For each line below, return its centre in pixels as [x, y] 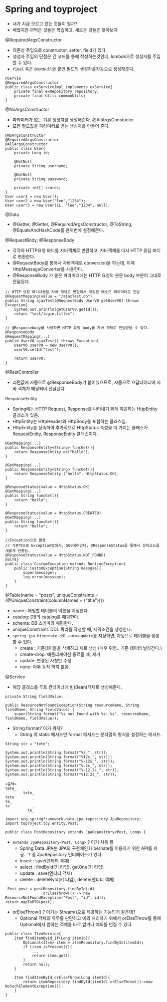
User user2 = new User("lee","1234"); [45, 201]
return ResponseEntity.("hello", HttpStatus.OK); [67, 474]
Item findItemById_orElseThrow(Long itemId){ [62, 977]
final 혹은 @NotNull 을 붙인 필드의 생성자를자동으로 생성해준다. [74, 69]
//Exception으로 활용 [25, 540]
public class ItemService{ [33, 934]
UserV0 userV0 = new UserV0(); [47, 345]
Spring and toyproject [51, 9]
